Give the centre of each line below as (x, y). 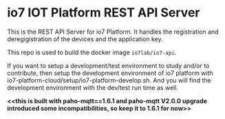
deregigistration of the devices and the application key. (85, 39)
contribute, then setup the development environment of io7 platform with (110, 73)
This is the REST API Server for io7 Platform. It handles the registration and (113, 32)
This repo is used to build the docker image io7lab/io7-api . (92, 52)
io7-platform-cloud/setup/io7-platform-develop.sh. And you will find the (109, 80)
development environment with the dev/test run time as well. (93, 87)
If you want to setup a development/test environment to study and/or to (108, 65)
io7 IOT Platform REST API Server (104, 13)
